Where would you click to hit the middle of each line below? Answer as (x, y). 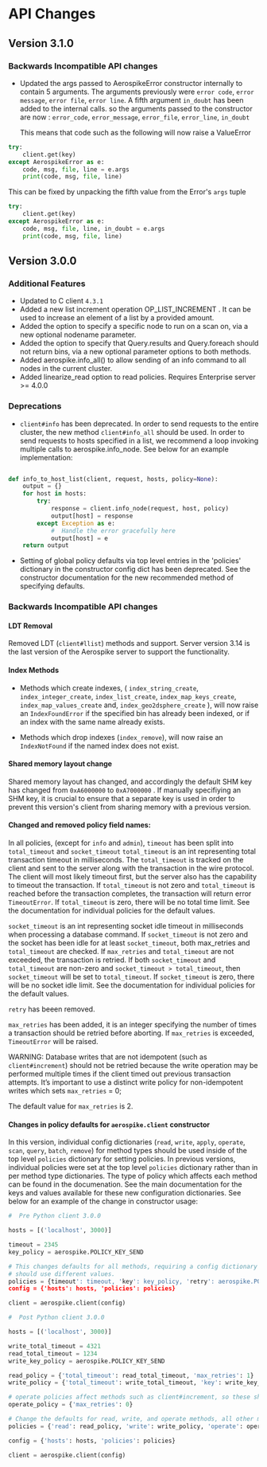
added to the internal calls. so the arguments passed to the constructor (136, 108)
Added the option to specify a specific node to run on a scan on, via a (134, 327)
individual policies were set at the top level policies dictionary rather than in (133, 1168)
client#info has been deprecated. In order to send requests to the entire (139, 424)
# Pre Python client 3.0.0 (55, 1216)
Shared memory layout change (60, 764)
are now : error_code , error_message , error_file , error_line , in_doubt (135, 117)
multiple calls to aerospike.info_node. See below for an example (124, 449)
